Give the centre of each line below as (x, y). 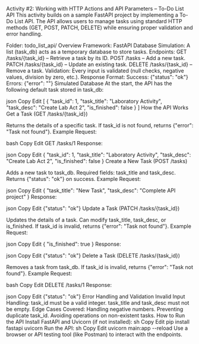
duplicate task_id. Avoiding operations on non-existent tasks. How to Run (96, 315)
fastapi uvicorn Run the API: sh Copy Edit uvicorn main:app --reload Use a (97, 328)
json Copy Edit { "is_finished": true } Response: (64, 244)
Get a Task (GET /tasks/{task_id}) (47, 114)
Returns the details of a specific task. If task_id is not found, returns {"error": (100, 125)
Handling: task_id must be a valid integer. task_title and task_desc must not (98, 303)
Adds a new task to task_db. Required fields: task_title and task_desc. (91, 173)
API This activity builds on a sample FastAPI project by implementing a (92, 15)
